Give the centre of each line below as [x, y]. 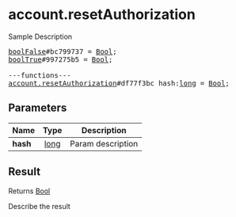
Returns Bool [29, 191]
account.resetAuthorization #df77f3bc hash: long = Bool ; [119, 83]
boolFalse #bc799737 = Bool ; [63, 51]
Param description [104, 143]
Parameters [38, 108]
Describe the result [40, 206]
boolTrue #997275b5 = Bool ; [61, 59]
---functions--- [40, 75]
